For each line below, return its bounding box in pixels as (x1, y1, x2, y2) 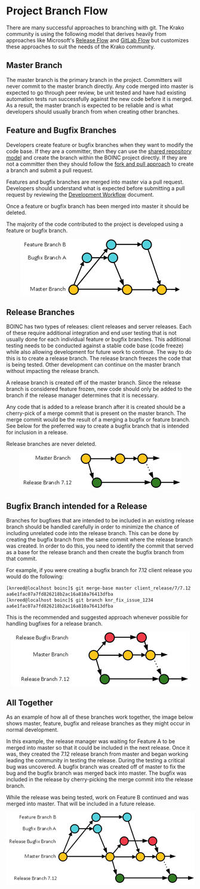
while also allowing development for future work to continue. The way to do (6, 349, 192, 356)
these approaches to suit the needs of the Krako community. (6, 43, 155, 50)
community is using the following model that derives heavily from (6, 30, 167, 37)
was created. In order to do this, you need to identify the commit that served (6, 542, 194, 549)
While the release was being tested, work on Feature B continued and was (6, 794, 189, 801)
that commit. (6, 555, 38, 563)
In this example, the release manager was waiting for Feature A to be (6, 738, 176, 745)
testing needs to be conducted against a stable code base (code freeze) (6, 342, 184, 349)
